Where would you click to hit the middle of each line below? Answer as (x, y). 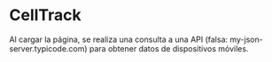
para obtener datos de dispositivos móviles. (169, 48)
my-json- (246, 39)
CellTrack (45, 15)
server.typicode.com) (48, 48)
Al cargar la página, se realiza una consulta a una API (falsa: (119, 39)
